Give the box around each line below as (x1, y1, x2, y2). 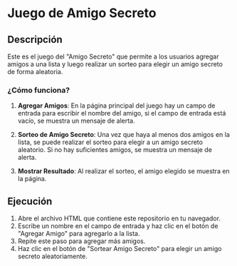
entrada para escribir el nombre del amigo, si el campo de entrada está (17, 109, 226, 118)
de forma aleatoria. (7, 68, 63, 76)
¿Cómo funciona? (7, 85, 70, 95)
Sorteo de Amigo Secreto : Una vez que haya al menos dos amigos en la (17, 131, 230, 139)
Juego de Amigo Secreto (7, 5, 157, 21)
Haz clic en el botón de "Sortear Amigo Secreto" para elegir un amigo (17, 245, 222, 253)
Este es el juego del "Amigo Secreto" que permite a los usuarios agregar (7, 52, 219, 61)
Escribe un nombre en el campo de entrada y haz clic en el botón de (17, 222, 218, 230)
